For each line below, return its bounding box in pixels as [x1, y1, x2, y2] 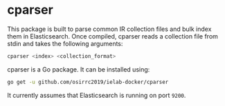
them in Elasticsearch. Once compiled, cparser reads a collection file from [7, 32, 218, 40]
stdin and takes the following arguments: [7, 39, 123, 47]
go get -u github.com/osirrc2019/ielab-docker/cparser [7, 78, 169, 85]
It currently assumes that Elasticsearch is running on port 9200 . [7, 91, 186, 99]
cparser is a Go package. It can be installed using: [7, 65, 150, 74]
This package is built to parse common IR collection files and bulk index [7, 25, 212, 33]
